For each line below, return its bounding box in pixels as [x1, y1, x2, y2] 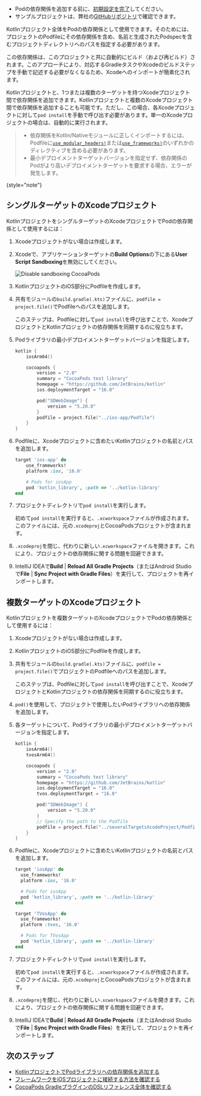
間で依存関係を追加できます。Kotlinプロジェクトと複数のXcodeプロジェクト [6, 96, 193, 104]
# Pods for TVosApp [20, 933, 69, 939]
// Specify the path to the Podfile [37, 818, 128, 824]
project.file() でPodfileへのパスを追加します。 [14, 303, 133, 310]
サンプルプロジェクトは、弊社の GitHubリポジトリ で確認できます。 [14, 13, 179, 20]
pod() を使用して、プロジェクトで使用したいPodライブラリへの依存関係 [14, 701, 191, 708]
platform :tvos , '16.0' [20, 922, 80, 928]
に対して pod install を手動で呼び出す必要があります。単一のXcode [16, 111, 183, 119]
